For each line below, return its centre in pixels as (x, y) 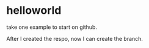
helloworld (34, 10)
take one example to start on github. (52, 27)
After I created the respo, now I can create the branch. (75, 38)
